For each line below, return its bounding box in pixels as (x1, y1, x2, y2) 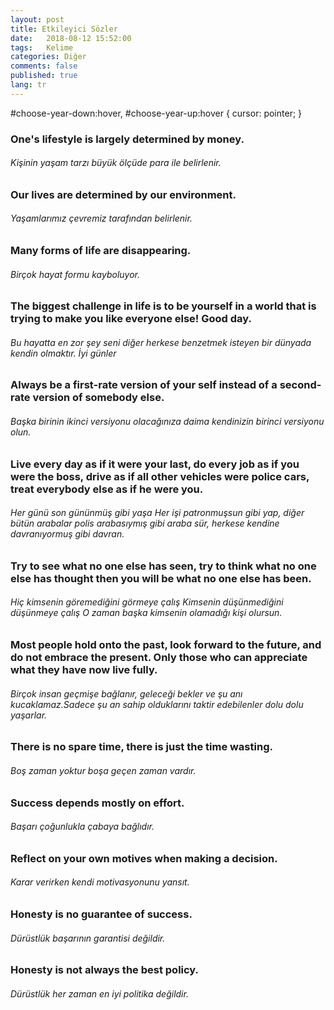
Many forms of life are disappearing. (10, 244, 192, 258)
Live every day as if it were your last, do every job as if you (10, 457, 300, 471)
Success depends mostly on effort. (10, 796, 185, 810)
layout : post (10, 14, 65, 25)
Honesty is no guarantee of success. (10, 907, 193, 921)
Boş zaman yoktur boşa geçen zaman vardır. (10, 764, 197, 776)
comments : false (10, 61, 78, 71)
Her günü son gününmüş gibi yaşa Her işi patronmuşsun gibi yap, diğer (10, 507, 305, 519)
